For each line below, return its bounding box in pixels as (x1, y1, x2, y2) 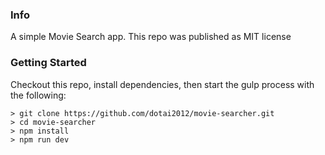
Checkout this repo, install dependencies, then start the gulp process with (10, 78, 315, 90)
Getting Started (10, 56, 87, 70)
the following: (10, 89, 67, 101)
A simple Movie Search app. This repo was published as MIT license (10, 31, 292, 43)
